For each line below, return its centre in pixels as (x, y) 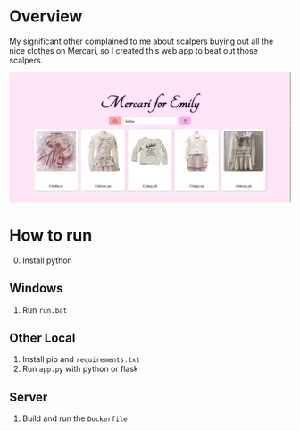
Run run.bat (45, 309)
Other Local (42, 338)
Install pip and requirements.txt (81, 359)
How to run (51, 235)
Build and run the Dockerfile (75, 418)
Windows (36, 288)
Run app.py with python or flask (80, 369)
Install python (47, 260)
